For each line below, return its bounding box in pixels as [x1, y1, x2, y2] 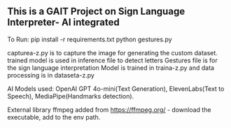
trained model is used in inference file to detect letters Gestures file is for [7, 56, 218, 64]
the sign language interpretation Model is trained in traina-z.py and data [7, 63, 215, 72]
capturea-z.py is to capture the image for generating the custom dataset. [7, 48, 218, 57]
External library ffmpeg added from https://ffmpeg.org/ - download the [7, 105, 211, 114]
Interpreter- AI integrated [7, 17, 120, 29]
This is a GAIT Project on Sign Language [7, 6, 185, 17]
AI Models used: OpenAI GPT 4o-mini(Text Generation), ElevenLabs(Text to [7, 84, 225, 93]
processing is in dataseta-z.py [7, 71, 94, 79]
